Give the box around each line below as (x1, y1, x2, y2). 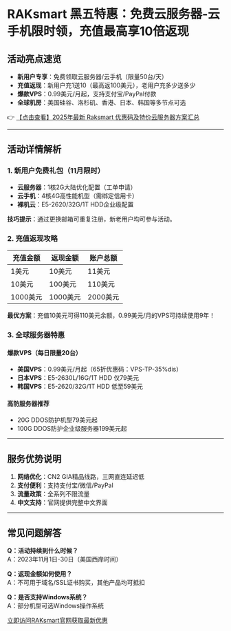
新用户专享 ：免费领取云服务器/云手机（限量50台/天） (16, 73, 168, 81)
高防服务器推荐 (7, 399, 49, 407)
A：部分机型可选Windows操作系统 (7, 601, 104, 610)
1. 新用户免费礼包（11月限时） (7, 166, 105, 175)
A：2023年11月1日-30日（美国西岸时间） (7, 555, 122, 563)
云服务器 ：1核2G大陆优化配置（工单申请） (16, 183, 137, 191)
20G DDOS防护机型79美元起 (16, 416, 98, 424)
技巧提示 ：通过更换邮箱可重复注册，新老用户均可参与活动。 (7, 215, 176, 223)
